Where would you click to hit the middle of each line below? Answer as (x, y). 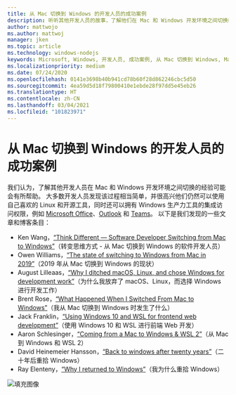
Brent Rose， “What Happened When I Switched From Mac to (106, 299)
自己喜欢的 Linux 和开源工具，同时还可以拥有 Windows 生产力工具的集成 (112, 205)
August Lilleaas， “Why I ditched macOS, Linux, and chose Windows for (121, 272)
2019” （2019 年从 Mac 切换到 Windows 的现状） (87, 264)
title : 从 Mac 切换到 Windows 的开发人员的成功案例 (77, 14)
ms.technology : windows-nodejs (53, 53)
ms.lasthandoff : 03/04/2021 (48, 105)
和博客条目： (32, 222)
